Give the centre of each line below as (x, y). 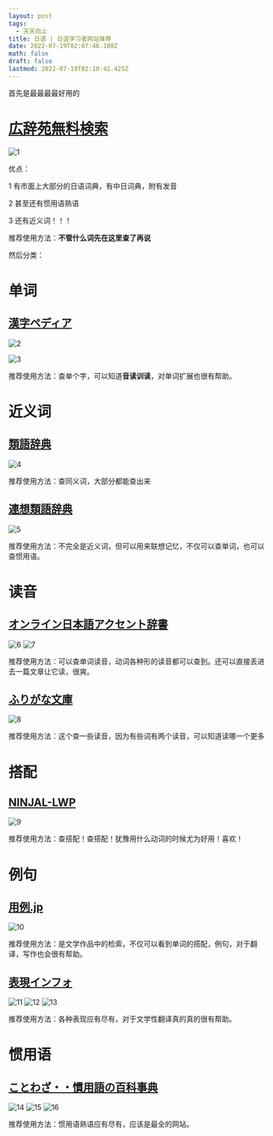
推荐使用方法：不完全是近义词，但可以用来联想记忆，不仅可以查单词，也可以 (136, 546)
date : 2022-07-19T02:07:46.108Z (63, 46)
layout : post (30, 16)
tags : (17, 24)
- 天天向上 (32, 31)
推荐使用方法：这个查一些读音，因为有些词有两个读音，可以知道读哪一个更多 (136, 736)
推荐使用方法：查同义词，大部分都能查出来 (80, 481)
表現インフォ (41, 982)
